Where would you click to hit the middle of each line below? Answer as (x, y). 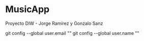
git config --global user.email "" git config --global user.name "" (72, 33)
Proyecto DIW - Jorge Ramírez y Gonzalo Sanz (54, 23)
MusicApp (27, 9)
